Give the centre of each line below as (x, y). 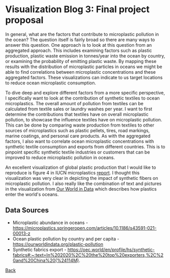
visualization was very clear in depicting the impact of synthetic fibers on (82, 178)
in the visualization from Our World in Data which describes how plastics (81, 189)
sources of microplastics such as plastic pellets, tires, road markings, (77, 130)
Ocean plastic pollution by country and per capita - (66, 239)
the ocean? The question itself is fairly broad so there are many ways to (80, 40)
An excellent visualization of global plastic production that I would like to (81, 167)
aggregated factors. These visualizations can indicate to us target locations (84, 77)
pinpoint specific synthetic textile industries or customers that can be (78, 152)
